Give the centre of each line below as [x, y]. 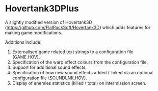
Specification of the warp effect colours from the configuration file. [80, 62]
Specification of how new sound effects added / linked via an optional [83, 72]
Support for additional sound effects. [49, 67]
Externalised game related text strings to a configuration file [73, 52]
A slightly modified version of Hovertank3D [49, 22]
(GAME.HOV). [26, 57]
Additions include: [23, 42]
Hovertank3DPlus [42, 9]
